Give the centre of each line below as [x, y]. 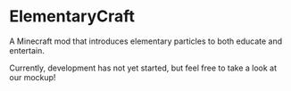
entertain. [27, 50]
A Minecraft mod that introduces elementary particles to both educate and [146, 41]
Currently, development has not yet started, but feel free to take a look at [143, 68]
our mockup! [33, 77]
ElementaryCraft [72, 17]
